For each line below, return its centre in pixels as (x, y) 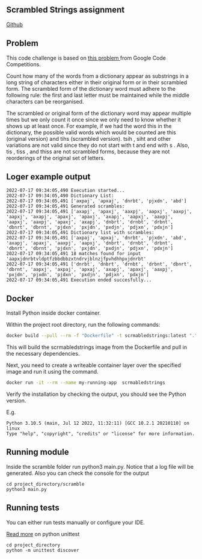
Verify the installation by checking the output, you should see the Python (96, 394)
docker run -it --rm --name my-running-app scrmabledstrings (86, 383)
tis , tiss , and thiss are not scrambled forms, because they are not (88, 151)
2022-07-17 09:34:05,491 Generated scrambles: (66, 206)
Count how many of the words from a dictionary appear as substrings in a (98, 76)
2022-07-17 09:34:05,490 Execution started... (66, 191)
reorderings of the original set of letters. (56, 158)
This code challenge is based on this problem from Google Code (86, 58)
